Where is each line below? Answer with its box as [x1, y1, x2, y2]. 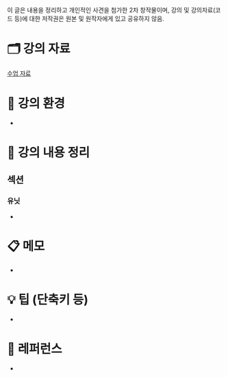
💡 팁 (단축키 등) [7, 291, 89, 307]
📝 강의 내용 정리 [7, 145, 90, 161]
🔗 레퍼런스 [7, 341, 63, 356]
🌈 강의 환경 [7, 96, 65, 112]
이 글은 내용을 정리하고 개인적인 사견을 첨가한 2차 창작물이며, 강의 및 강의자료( [7, 6, 216, 14]
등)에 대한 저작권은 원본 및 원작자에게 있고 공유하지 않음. [14, 14, 164, 23]
